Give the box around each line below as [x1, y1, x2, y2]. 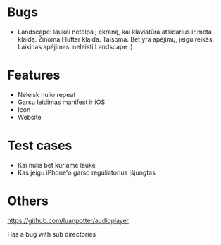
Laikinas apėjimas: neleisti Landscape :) [17, 42, 133, 51]
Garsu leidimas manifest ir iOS [17, 98, 106, 106]
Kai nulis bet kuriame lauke [17, 161, 96, 169]
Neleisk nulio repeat [17, 90, 76, 99]
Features [7, 68, 61, 83]
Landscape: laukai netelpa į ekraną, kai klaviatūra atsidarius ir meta [17, 27, 213, 36]
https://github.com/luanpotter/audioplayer [7, 216, 129, 225]
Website [17, 113, 42, 121]
